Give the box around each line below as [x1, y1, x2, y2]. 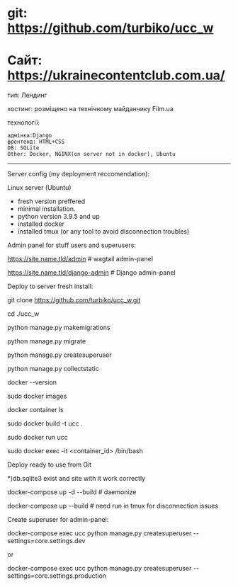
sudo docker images [7, 392, 67, 401]
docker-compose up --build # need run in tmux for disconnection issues [7, 501, 218, 511]
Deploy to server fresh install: [7, 282, 93, 291]
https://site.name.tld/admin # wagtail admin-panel [7, 255, 154, 263]
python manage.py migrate [7, 337, 86, 346]
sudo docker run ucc [7, 433, 69, 442]
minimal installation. [17, 205, 76, 213]
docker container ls [7, 406, 64, 414]
